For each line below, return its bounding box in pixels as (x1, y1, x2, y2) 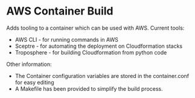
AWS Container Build (6, 4, 113, 18)
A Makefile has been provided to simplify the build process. (14, 85, 163, 92)
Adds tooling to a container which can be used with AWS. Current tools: (6, 24, 185, 31)
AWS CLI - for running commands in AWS (14, 36, 119, 43)
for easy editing (14, 79, 54, 86)
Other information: (6, 60, 53, 68)
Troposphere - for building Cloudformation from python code (14, 48, 167, 56)
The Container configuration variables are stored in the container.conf (14, 72, 189, 79)
